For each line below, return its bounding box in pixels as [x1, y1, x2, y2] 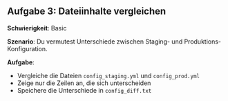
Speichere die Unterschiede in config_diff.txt [17, 86, 152, 94]
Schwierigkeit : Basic [7, 24, 67, 32]
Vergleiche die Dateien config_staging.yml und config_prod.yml [17, 71, 200, 80]
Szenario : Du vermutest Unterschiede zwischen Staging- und [7, 37, 183, 46]
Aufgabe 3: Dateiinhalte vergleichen [7, 6, 167, 17]
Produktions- [184, 37, 222, 46]
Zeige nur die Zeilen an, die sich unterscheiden [17, 79, 151, 87]
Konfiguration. [7, 44, 48, 53]
